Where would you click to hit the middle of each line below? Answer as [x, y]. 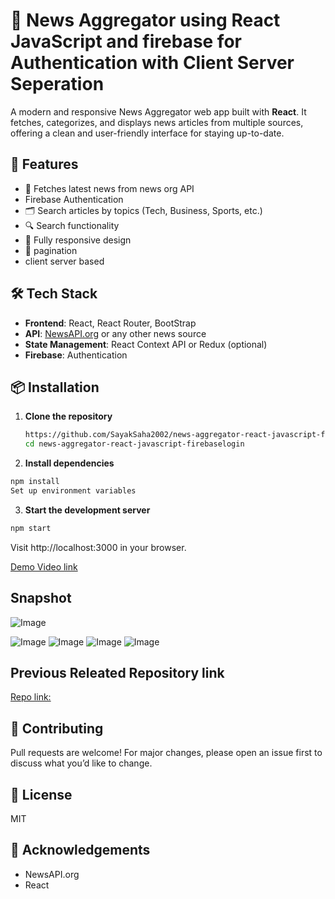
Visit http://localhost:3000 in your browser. [98, 547]
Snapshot [41, 598]
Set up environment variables [73, 491]
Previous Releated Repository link [117, 672]
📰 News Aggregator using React [145, 20]
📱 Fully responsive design [78, 240]
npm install [35, 482]
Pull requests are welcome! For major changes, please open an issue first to [166, 753]
